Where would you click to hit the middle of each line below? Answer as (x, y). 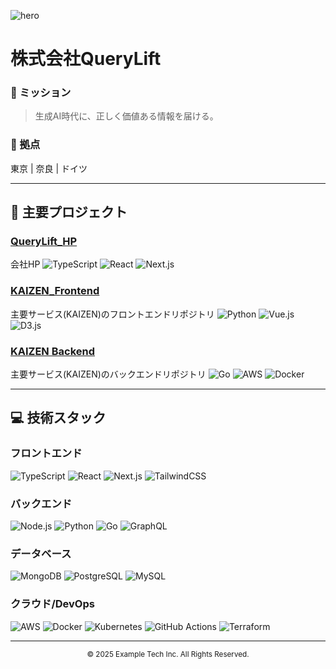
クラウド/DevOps (52, 604)
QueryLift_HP (44, 242)
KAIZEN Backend (53, 351)
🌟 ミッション (41, 93)
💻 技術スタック (58, 418)
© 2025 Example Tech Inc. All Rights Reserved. (168, 654)
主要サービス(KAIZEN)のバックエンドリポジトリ (108, 374)
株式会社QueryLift (86, 59)
